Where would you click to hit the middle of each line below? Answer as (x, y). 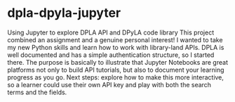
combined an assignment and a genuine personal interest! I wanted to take (115, 39)
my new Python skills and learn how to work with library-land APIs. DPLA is (116, 47)
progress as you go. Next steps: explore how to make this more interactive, (116, 77)
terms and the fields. (37, 92)
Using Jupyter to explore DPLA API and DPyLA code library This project (111, 32)
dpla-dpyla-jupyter (64, 13)
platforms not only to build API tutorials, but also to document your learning (116, 70)
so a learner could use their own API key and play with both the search (109, 84)
